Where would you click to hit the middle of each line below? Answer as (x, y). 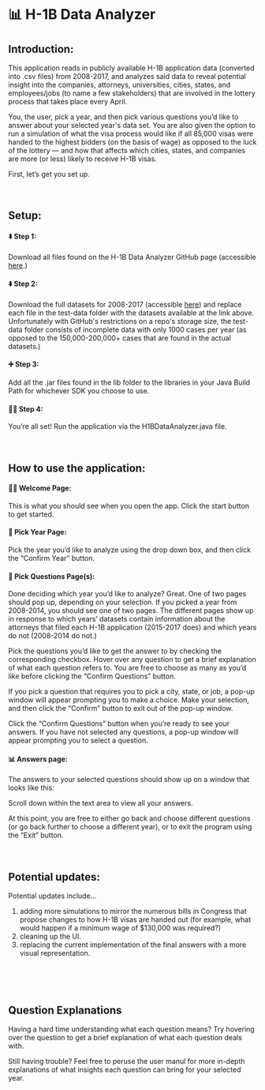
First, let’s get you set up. (49, 174)
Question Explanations (65, 1010)
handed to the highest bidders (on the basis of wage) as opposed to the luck (132, 142)
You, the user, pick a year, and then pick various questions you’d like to (123, 117)
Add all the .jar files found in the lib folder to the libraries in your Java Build (129, 382)
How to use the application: (77, 468)
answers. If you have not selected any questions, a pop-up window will (123, 732)
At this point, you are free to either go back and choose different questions (129, 818)
